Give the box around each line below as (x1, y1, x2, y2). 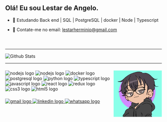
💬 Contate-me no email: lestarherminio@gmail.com (12, 27, 117, 33)
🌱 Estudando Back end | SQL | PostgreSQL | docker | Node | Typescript (12, 17, 159, 23)
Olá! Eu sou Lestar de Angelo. (5, 4, 99, 12)
